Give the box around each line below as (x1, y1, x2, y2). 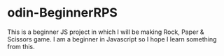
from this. (7, 42, 35, 50)
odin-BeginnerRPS (7, 5, 118, 21)
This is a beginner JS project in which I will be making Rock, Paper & (7, 28, 204, 36)
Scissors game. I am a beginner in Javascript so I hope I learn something (7, 35, 217, 43)
